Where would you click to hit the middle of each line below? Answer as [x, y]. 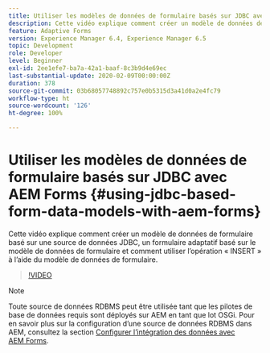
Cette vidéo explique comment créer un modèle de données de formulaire [131, 234]
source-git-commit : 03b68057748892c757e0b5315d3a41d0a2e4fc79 [115, 91]
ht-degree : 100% [35, 114]
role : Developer [35, 53]
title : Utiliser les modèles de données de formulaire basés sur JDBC [129, 16]
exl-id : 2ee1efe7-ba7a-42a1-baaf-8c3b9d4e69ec [88, 69]
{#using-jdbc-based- [163, 195]
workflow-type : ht [39, 98]
